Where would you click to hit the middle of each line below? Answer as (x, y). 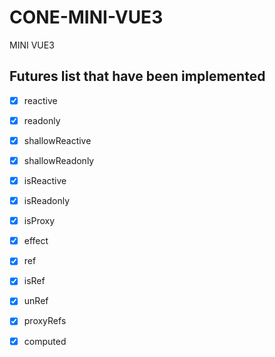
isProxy (39, 221)
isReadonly (47, 201)
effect (36, 241)
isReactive (45, 180)
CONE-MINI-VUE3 (86, 17)
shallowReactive (57, 140)
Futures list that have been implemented (137, 76)
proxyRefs (45, 321)
